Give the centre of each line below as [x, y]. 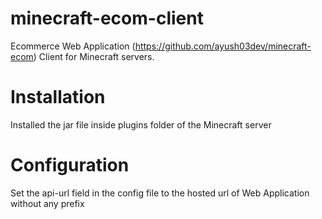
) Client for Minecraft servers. [94, 56]
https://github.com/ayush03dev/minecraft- [223, 46]
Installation [58, 97]
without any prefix [47, 203]
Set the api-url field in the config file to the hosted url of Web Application [160, 193]
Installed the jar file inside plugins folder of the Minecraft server [141, 124]
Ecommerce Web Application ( [73, 46]
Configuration [70, 165]
